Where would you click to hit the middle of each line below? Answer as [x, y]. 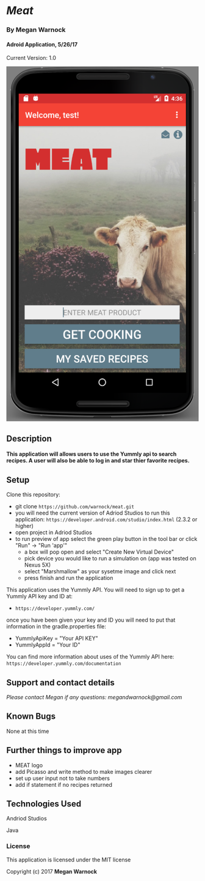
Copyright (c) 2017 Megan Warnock [52, 871]
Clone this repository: [34, 495]
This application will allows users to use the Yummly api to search [92, 454]
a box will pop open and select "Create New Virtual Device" [99, 552]
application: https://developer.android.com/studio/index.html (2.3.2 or [106, 519]
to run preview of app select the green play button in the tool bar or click [106, 539]
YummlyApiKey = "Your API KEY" [57, 638]
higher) [24, 526]
